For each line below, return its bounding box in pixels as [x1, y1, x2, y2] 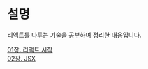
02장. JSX [7, 54, 36, 63]
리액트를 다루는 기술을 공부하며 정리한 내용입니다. [7, 31, 142, 39]
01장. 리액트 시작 [7, 45, 53, 54]
